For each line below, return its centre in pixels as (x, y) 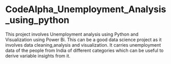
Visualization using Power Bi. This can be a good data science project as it (83, 40)
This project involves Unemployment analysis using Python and (72, 34)
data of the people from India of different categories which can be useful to (84, 50)
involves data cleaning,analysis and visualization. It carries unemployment (83, 45)
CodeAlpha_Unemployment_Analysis (86, 9)
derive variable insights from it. (38, 56)
